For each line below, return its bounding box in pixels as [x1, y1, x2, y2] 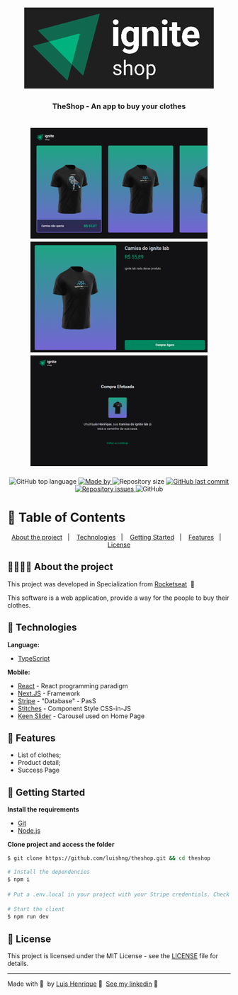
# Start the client [7, 906, 65, 913]
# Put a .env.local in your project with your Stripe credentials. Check [7, 891, 230, 898]
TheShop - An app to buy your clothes [52, 101, 186, 111]
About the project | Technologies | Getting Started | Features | [11, 533, 222, 541]
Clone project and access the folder [7, 840, 115, 849]
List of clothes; [17, 751, 62, 759]
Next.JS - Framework [17, 689, 80, 698]
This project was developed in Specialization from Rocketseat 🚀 [7, 579, 195, 588]
